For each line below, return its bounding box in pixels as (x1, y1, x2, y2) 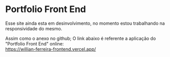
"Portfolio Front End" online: (5, 40, 64, 46)
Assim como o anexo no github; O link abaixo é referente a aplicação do (5, 35, 156, 41)
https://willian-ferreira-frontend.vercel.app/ (5, 46, 96, 52)
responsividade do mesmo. (5, 25, 63, 31)
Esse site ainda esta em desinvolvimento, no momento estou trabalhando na (5, 20, 165, 26)
